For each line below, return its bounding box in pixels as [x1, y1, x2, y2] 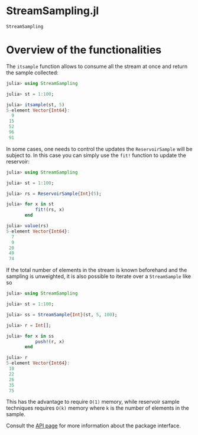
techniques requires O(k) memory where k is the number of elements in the [6, 404, 189, 411]
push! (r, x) [35, 338, 65, 345]
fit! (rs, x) [35, 207, 65, 213]
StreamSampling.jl [6, 4, 99, 18]
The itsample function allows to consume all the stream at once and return [6, 63, 188, 70]
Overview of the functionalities [6, 43, 162, 57]
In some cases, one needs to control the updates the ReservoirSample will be [6, 145, 193, 152]
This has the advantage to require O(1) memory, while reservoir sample [6, 398, 180, 405]
